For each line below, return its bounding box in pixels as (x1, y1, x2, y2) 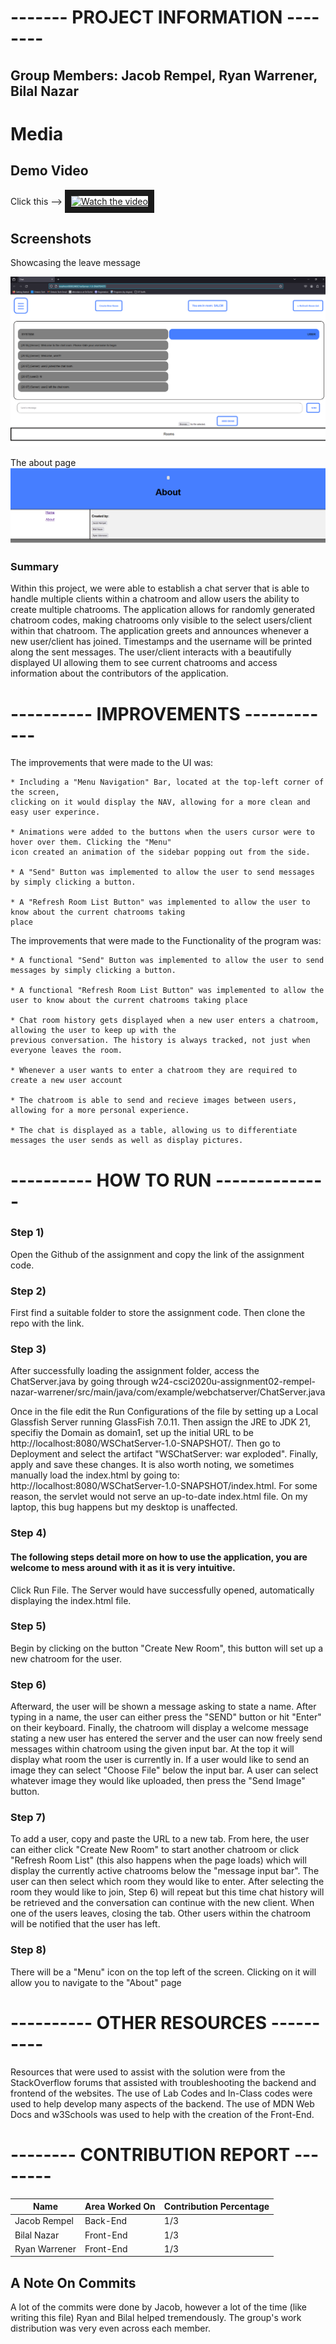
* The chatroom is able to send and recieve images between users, (10, 1096, 298, 1106)
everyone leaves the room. (10, 1046, 123, 1056)
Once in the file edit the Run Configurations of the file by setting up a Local (10, 1406, 319, 1418)
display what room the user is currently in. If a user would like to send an (10, 1754, 310, 1766)
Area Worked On (84, 2201, 156, 2213)
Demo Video (10, 162, 89, 180)
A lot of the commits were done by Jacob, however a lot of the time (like (10, 2301, 307, 2313)
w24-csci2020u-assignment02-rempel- (151, 1376, 316, 1388)
